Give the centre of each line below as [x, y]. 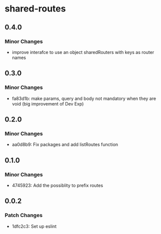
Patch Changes [24, 215]
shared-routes [35, 9]
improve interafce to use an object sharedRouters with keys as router [83, 52]
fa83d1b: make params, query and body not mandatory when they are [84, 98]
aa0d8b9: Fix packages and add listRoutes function [65, 144]
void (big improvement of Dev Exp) [48, 103]
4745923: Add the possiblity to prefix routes [57, 185]
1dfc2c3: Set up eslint [34, 226]
